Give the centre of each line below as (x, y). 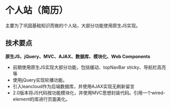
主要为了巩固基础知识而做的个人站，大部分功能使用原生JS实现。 (73, 25)
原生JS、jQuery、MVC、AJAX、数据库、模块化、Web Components (78, 56)
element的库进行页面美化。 (41, 99)
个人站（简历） (37, 10)
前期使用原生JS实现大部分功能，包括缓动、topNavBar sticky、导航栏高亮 (89, 67)
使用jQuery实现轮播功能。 (40, 80)
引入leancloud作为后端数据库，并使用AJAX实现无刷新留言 (74, 86)
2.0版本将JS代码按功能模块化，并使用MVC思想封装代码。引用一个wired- (89, 93)
